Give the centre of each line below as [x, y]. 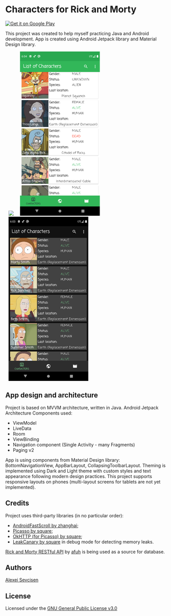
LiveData [22, 428]
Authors [19, 568]
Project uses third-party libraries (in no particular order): [65, 515]
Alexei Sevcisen [22, 580]
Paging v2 [23, 450]
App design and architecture [52, 395]
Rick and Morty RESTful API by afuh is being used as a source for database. [85, 552]
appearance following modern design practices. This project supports [79, 476]
